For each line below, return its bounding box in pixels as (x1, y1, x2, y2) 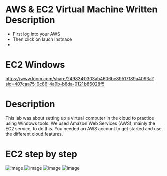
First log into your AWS (12, 31, 60, 37)
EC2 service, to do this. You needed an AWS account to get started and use (5, 125, 162, 131)
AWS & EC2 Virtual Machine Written (5, 4, 158, 15)
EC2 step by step (5, 149, 78, 160)
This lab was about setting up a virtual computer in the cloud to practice (5, 115, 154, 121)
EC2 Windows (5, 59, 65, 71)
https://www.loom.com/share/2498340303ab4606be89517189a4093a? (5, 75, 154, 81)
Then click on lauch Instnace (12, 36, 72, 42)
